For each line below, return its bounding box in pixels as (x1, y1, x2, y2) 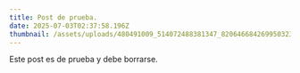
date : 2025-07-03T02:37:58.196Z (9, 21, 129, 30)
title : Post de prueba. (9, 12, 98, 22)
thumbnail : (9, 29, 50, 38)
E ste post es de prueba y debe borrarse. (9, 54, 158, 65)
